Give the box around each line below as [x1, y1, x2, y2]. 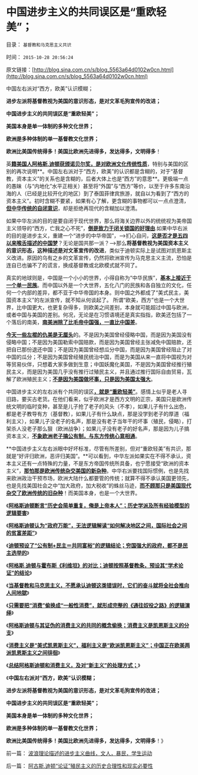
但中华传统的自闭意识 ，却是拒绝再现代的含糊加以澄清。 [6, 205, 140, 212]
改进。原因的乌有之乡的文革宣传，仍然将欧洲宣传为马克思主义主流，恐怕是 [11, 254, 192, 261]
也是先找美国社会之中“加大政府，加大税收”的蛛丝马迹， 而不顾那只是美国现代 [6, 482, 192, 489]
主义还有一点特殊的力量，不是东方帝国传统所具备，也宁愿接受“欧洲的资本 [11, 460, 190, 467]
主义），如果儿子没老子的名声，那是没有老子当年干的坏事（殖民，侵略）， [11, 418, 187, 425]
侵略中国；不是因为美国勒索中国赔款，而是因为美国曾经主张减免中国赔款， [6, 338, 187, 345]
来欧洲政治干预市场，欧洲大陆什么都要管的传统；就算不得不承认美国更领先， [6, 474, 192, 482]
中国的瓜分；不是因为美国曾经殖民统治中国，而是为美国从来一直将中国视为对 [6, 353, 192, 360]
